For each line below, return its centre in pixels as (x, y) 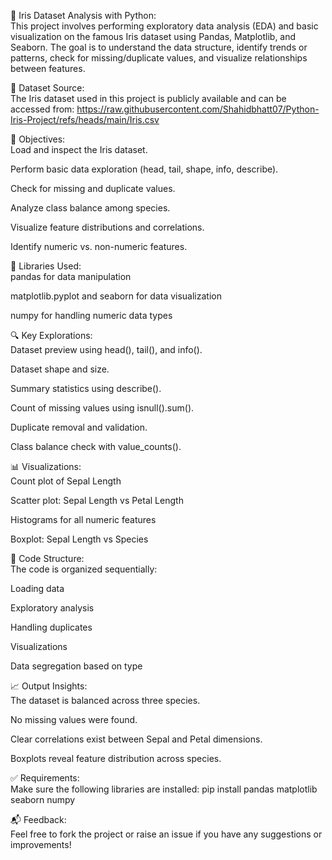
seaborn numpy (43, 799)
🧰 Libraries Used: (46, 266)
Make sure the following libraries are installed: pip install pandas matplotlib (164, 789)
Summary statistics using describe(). (86, 388)
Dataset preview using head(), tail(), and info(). (106, 349)
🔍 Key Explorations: (51, 335)
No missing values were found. (74, 719)
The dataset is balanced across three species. (105, 700)
